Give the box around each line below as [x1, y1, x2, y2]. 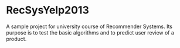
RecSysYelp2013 [6, 4, 89, 17]
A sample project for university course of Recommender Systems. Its [6, 23, 173, 30]
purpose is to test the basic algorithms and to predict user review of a [6, 29, 175, 36]
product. [6, 35, 27, 42]
